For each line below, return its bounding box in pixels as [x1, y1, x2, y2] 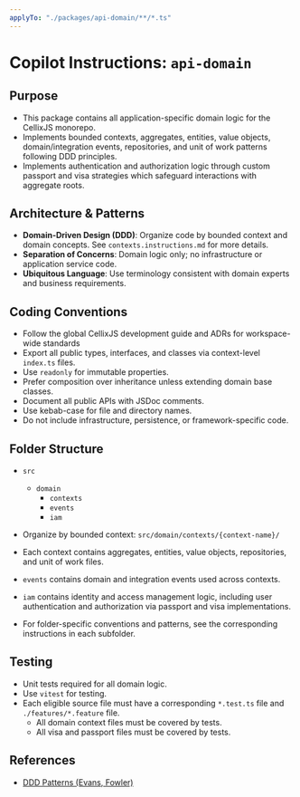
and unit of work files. [22, 556, 104, 567]
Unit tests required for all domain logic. [22, 678, 167, 689]
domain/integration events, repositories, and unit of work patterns [22, 141, 268, 152]
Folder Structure [9, 441, 104, 456]
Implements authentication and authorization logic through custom [22, 160, 271, 171]
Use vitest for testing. [22, 687, 107, 698]
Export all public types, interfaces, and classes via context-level [22, 348, 260, 359]
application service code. [22, 259, 117, 270]
